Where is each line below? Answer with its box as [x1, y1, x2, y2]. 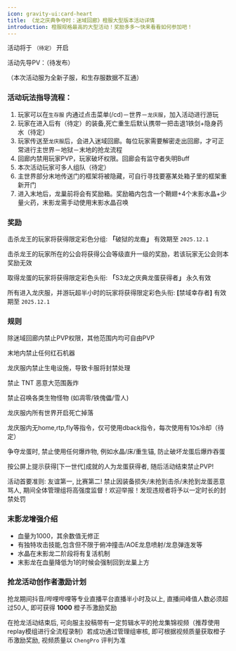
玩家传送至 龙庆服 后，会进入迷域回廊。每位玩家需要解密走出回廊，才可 [17, 137, 218, 145]
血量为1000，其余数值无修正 [17, 531, 100, 540]
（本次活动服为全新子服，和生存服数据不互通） [7, 73, 143, 82]
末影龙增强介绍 [7, 514, 58, 524]
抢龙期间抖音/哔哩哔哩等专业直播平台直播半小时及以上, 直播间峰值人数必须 [7, 594, 223, 602]
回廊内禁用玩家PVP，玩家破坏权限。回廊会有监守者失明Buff [17, 154, 190, 163]
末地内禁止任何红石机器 [7, 349, 75, 358]
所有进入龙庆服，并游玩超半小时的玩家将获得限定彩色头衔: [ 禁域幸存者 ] [7, 288, 213, 296]
